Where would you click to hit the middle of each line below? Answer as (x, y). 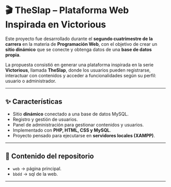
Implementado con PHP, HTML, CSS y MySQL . (62, 130)
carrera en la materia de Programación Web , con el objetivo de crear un (81, 44)
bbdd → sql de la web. (35, 174)
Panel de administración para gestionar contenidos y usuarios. (78, 124)
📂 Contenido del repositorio (50, 156)
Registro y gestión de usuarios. (45, 119)
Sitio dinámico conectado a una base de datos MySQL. (70, 114)
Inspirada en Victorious (56, 25)
